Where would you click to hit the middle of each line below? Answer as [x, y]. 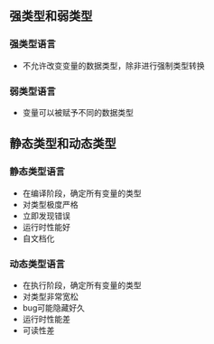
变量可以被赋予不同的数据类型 [78, 112]
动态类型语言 [37, 264]
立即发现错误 [46, 216]
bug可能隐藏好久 [54, 307]
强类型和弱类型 [51, 16]
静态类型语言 [37, 172]
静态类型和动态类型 [63, 144]
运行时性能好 [46, 227]
